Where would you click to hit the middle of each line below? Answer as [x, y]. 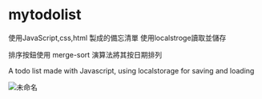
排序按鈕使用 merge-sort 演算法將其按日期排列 [85, 54]
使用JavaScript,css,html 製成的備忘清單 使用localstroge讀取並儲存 [117, 38]
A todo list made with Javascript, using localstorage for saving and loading [131, 70]
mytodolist [45, 15]
